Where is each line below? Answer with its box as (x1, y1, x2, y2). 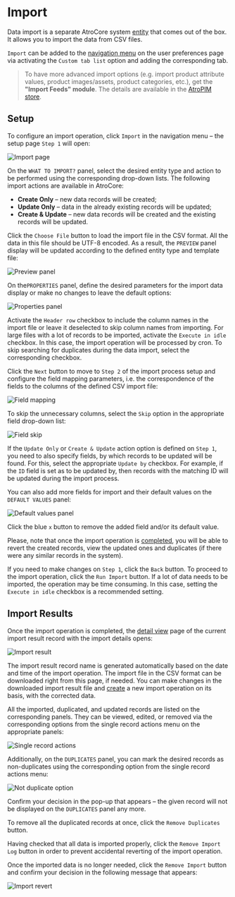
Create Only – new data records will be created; (17, 195, 157, 203)
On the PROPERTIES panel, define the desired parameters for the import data (7, 281, 223, 289)
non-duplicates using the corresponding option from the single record (7, 762, 210, 771)
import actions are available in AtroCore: (7, 181, 125, 190)
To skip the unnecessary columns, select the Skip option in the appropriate (7, 409, 224, 417)
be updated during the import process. (7, 474, 120, 482)
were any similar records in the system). (7, 551, 123, 559)
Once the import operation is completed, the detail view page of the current (7, 626, 227, 635)
